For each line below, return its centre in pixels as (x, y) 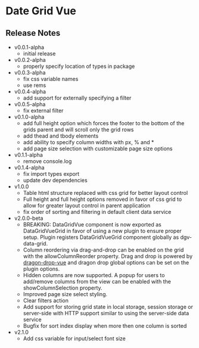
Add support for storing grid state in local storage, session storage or (108, 307)
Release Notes (33, 33)
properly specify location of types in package (79, 66)
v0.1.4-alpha (29, 167)
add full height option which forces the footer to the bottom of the (104, 123)
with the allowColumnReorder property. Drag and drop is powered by (108, 256)
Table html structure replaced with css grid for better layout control (105, 193)
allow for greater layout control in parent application (87, 206)
